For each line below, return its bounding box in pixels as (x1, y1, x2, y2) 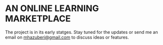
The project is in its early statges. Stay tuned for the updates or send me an (5, 29, 159, 35)
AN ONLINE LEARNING (5, 3, 99, 14)
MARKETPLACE (5, 13, 71, 24)
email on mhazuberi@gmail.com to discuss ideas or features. (5, 34, 129, 40)
